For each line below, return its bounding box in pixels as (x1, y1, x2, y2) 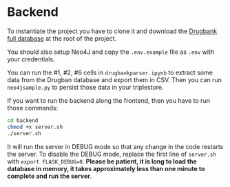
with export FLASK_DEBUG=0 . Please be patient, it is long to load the (7, 157, 198, 166)
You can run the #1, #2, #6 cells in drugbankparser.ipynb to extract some (7, 68, 213, 77)
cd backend (7, 117, 39, 124)
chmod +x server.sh (7, 124, 63, 130)
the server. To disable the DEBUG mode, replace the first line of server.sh (7, 150, 217, 158)
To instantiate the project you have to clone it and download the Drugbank (7, 27, 218, 35)
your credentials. (7, 55, 55, 63)
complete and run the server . (7, 172, 92, 180)
